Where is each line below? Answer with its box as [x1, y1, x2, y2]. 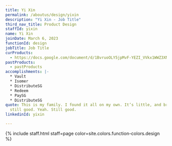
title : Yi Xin [5, 7, 36, 13]
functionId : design [5, 41, 47, 46]
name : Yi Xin [5, 31, 33, 36]
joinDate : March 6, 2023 [5, 36, 58, 41]
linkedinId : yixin [5, 112, 45, 117]
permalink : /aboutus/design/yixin [5, 12, 79, 17]
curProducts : [5, 50, 33, 55]
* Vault [10, 74, 27, 79]
